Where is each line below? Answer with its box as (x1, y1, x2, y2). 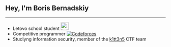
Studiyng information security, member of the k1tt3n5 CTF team (12, 36, 147, 42)
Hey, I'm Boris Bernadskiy (5, 4, 89, 12)
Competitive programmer (12, 30, 66, 36)
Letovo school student (12, 25, 60, 31)
